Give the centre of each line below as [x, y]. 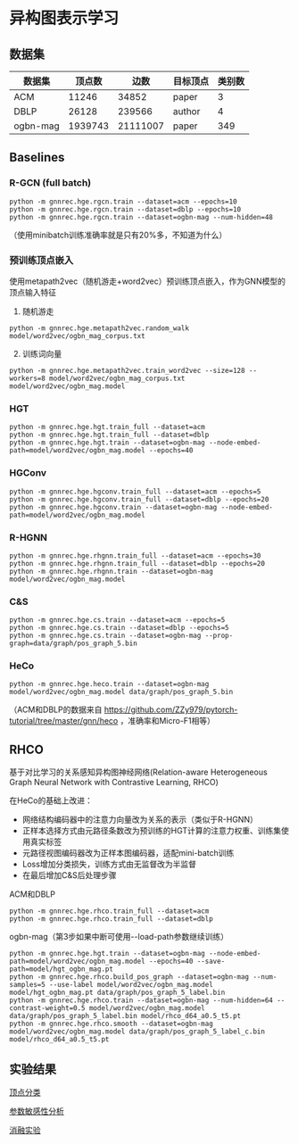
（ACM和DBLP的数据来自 [56, 709]
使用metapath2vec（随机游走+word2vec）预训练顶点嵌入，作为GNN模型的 [147, 281]
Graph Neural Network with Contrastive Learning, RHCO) [114, 783]
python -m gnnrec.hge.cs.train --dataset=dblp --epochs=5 [119, 628]
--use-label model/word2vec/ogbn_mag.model [131, 985]
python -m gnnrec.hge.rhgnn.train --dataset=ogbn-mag [112, 571]
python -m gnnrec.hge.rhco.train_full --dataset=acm [109, 911]
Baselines [37, 158]
